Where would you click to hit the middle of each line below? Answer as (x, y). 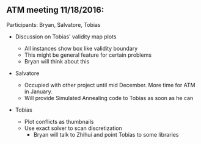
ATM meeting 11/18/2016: (55, 10)
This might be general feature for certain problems (88, 55)
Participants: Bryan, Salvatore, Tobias (53, 24)
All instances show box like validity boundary (81, 48)
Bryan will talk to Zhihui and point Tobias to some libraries (106, 134)
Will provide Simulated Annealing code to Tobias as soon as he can (109, 98)
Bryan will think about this (57, 61)
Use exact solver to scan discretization (73, 128)
